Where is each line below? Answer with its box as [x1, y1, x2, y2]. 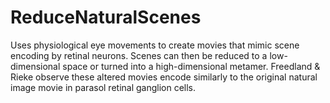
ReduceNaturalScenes [10, 6, 202, 29]
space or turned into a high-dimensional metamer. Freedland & [62, 60, 321, 72]
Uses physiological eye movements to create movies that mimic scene [10, 39, 300, 51]
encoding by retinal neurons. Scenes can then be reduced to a [10, 49, 268, 61]
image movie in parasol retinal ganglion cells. [10, 81, 197, 93]
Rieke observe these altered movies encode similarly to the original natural [10, 71, 318, 83]
